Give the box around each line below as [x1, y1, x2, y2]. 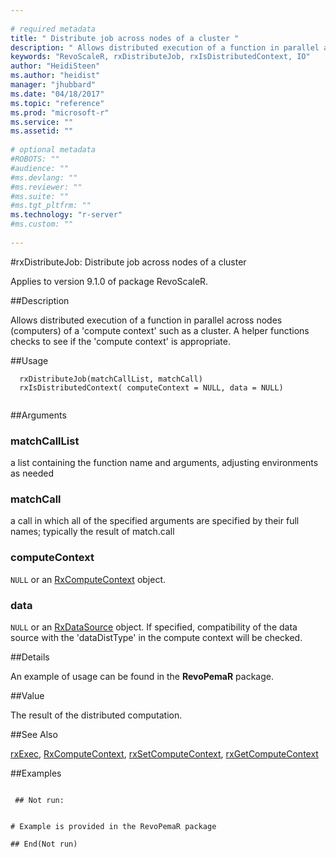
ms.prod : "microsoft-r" [10, 107, 110, 118]
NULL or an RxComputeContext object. [10, 573, 167, 585]
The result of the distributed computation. [10, 709, 183, 721]
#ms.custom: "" [10, 219, 74, 230]
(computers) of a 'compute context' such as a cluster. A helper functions [10, 324, 310, 336]
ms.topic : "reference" [10, 98, 105, 108]
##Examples [10, 767, 62, 779]
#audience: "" [10, 163, 70, 173]
